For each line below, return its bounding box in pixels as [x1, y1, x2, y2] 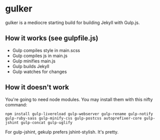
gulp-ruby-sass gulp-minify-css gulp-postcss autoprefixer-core [5, 115, 142, 120]
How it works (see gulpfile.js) [5, 34, 98, 42]
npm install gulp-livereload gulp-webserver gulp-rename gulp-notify [5, 111, 153, 116]
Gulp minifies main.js [12, 58, 56, 64]
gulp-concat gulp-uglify [20, 120, 72, 125]
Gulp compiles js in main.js [12, 52, 67, 58]
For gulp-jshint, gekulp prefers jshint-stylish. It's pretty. [5, 128, 119, 135]
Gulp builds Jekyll [12, 63, 49, 69]
